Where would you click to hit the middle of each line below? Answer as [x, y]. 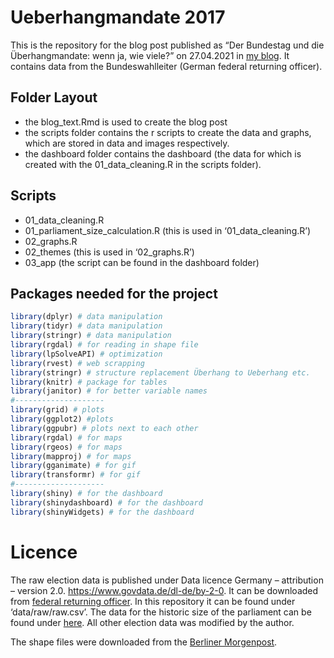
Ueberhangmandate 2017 [118, 17]
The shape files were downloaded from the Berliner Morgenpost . [144, 642]
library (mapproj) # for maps [71, 456]
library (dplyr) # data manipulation [86, 317]
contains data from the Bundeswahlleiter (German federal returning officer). [166, 66]
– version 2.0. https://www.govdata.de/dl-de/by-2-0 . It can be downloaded [164, 590]
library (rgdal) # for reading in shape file [104, 345]
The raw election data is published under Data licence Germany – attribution [167, 580]
